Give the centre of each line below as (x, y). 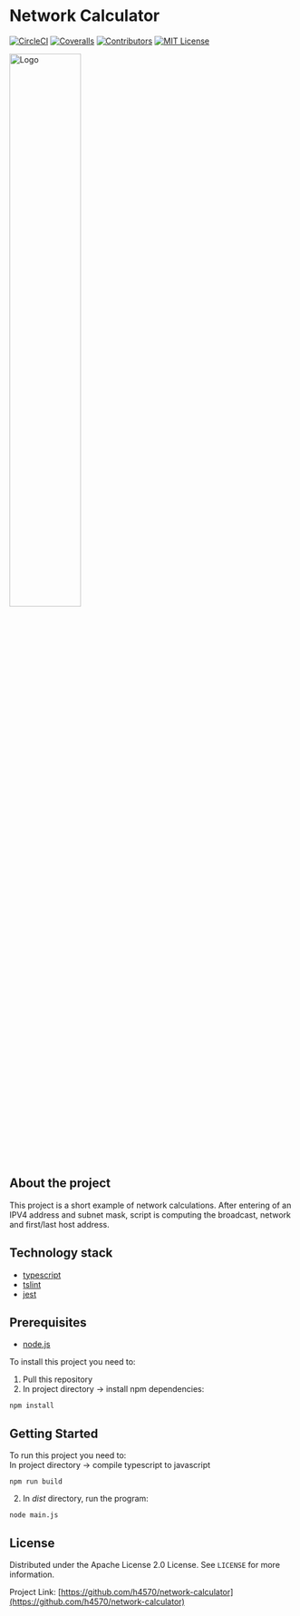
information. (32, 1574)
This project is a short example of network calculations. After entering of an (150, 1205)
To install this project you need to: (73, 1362)
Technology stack (61, 1253)
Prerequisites (48, 1322)
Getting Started (54, 1433)
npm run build (36, 1482)
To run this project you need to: (68, 1455)
